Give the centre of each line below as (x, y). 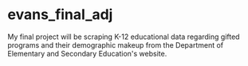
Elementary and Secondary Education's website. (87, 53)
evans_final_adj (60, 15)
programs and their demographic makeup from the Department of (116, 45)
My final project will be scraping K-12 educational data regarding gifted (124, 37)
